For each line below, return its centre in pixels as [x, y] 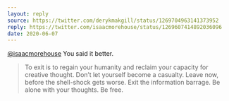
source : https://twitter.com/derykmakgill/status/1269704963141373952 [113, 20]
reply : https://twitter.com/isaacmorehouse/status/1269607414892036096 [114, 27]
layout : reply [28, 14]
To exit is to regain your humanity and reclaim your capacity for [116, 67]
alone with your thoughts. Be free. [74, 90]
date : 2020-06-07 [33, 34]
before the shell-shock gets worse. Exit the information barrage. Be [122, 83]
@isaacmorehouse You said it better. [61, 54]
